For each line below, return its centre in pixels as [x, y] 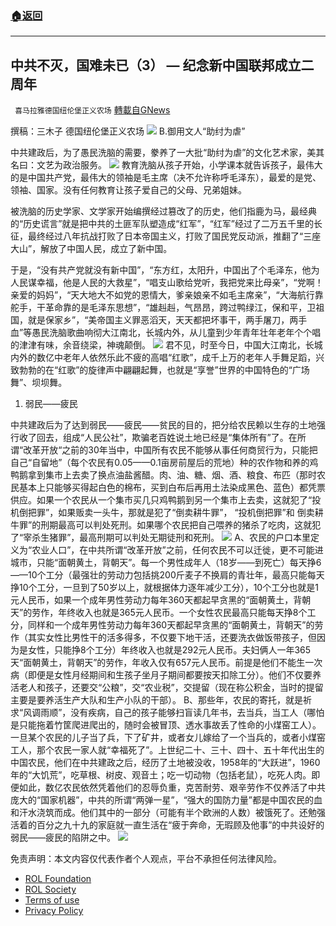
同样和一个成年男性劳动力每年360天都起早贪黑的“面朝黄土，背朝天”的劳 [175, 625]
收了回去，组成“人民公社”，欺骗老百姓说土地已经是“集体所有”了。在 [158, 438]
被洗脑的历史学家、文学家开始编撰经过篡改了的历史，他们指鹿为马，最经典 [163, 211]
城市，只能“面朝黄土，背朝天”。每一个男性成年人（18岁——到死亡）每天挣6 [166, 563]
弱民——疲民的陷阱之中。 [63, 838]
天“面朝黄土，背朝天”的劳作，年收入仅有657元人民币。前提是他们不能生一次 [166, 663]
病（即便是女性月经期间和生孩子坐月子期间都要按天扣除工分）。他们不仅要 [161, 675]
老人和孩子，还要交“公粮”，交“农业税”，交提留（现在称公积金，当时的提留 [171, 688]
